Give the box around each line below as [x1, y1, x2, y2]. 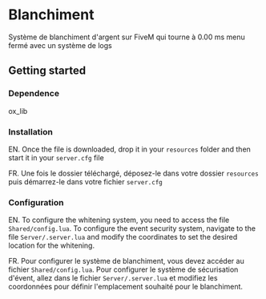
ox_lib [8, 106, 28, 115]
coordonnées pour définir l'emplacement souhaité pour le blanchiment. [8, 282, 243, 292]
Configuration [8, 196, 64, 208]
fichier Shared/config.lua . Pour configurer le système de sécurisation [8, 265, 239, 274]
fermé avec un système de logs [8, 40, 112, 50]
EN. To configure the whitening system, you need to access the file [8, 215, 230, 225]
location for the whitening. [8, 240, 95, 250]
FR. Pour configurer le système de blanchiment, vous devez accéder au [8, 257, 244, 266]
